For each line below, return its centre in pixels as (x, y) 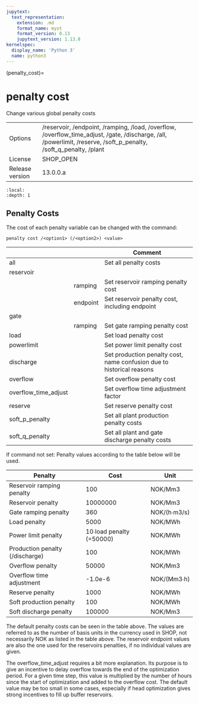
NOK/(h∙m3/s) (170, 512)
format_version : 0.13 (43, 34)
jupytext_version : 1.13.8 (49, 39)
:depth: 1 (18, 195)
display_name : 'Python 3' (44, 50)
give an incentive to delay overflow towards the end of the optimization (93, 670)
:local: (16, 190)
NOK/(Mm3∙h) (170, 579)
